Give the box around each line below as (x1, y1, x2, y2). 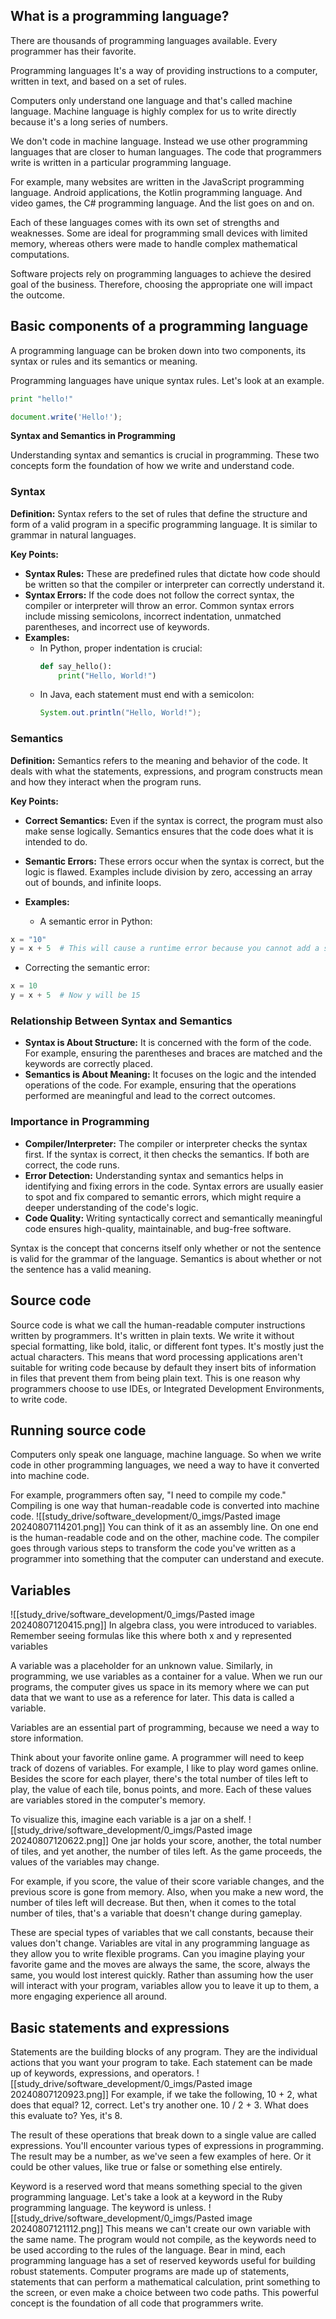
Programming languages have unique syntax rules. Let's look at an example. (10, 374, 325, 386)
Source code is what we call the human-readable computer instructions (10, 1319, 306, 1331)
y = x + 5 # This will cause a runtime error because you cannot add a (10, 944, 320, 954)
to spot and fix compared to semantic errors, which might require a (24, 1190, 302, 1203)
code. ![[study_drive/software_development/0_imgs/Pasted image (10, 1510, 281, 1523)
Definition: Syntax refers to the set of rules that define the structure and (10, 507, 308, 519)
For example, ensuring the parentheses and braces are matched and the (24, 1047, 323, 1059)
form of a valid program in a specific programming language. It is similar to (10, 518, 318, 530)
